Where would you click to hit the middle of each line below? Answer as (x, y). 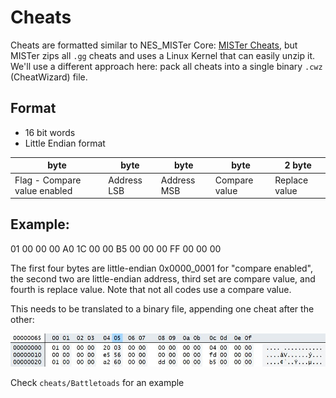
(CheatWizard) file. (49, 77)
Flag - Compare (48, 180)
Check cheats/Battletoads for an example (97, 383)
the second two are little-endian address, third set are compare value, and (163, 278)
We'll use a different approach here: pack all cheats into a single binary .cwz (166, 66)
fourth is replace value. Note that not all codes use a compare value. (151, 289)
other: (22, 319)
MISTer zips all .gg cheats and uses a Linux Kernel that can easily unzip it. (163, 55)
